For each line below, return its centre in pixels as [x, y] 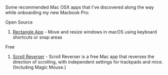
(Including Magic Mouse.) [39, 67]
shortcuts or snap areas [37, 37]
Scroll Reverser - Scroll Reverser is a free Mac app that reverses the [83, 56]
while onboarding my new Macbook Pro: [47, 12]
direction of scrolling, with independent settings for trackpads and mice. [88, 62]
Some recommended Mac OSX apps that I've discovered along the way [80, 7]
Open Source [19, 22]
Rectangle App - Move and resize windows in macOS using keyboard [85, 32]
